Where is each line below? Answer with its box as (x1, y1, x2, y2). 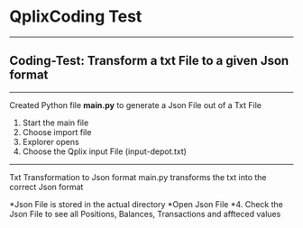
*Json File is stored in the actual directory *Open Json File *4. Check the (9, 198, 284, 209)
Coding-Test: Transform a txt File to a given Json (9, 53, 289, 68)
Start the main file (22, 117, 89, 128)
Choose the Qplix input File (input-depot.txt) (22, 146, 188, 157)
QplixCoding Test (9, 6, 142, 27)
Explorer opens (22, 136, 79, 147)
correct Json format (9, 181, 84, 192)
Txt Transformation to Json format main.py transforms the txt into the (9, 171, 268, 182)
